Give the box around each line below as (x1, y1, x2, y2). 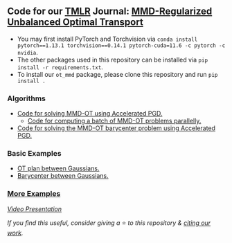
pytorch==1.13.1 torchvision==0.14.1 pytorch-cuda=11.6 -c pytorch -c (17, 42, 226, 49)
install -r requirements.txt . (17, 62, 104, 71)
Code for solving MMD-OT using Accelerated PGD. (17, 109, 163, 118)
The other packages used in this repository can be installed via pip (17, 55, 208, 64)
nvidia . (17, 48, 38, 56)
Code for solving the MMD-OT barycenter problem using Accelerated (17, 124, 216, 132)
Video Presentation (7, 204, 62, 213)
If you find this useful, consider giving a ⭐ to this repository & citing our (7, 218, 211, 227)
